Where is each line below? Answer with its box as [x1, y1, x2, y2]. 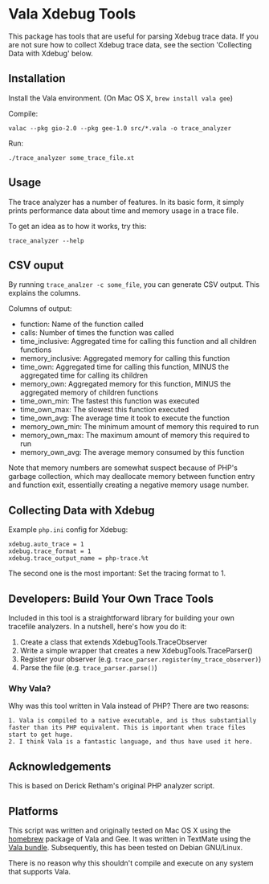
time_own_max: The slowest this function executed [19, 405, 190, 415]
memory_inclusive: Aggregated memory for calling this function [19, 354, 230, 363]
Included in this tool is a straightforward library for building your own [8, 613, 235, 623]
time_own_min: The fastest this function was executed [19, 396, 200, 406]
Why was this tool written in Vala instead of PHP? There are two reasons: [8, 701, 250, 711]
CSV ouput [8, 258, 64, 272]
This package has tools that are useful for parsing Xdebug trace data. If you [8, 31, 259, 41]
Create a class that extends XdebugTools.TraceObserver [19, 637, 207, 647]
